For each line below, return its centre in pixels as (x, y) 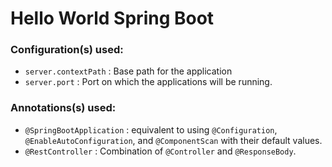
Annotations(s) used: (63, 108)
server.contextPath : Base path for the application (128, 71)
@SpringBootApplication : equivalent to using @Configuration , (151, 129)
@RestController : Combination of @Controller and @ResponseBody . (160, 151)
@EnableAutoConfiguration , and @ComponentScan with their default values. (173, 140)
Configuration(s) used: (67, 50)
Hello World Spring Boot (112, 18)
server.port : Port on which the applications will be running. (148, 82)
